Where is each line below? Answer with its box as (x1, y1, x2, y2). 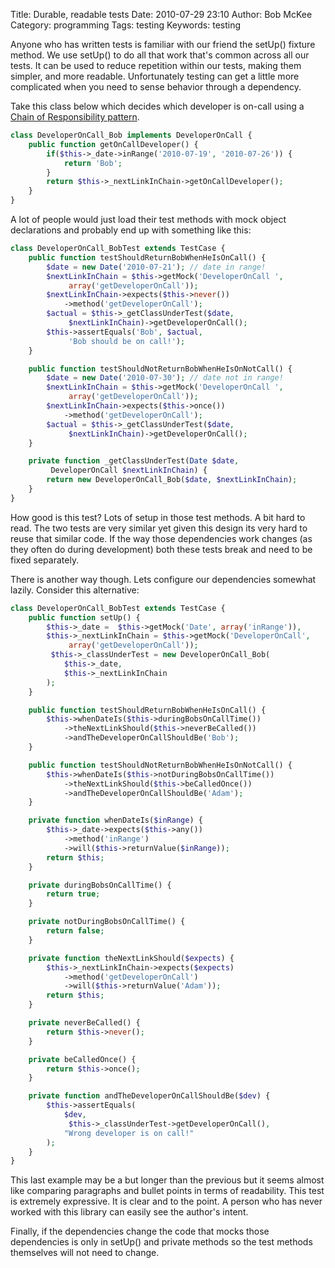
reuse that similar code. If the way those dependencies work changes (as (10, 532, 313, 544)
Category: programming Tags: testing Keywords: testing (10, 19, 242, 31)
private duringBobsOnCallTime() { (28, 880, 172, 890)
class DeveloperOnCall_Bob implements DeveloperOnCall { (10, 130, 253, 140)
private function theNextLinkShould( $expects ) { (28, 953, 235, 963)
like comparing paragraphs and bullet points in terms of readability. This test (10, 1185, 325, 1197)
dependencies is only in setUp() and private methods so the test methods (10, 1236, 313, 1248)
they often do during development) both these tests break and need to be (10, 543, 313, 555)
